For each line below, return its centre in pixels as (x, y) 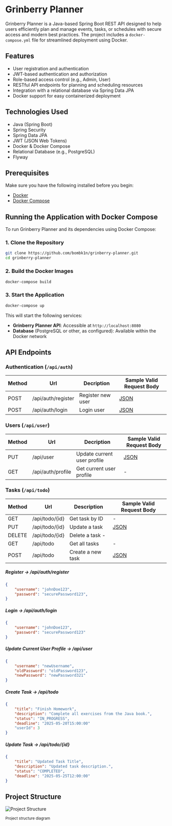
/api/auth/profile (52, 471)
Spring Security (29, 130)
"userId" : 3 (27, 728)
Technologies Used (37, 112)
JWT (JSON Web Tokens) (40, 141)
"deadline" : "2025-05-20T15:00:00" (52, 723)
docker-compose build (28, 282)
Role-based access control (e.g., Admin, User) (62, 79)
